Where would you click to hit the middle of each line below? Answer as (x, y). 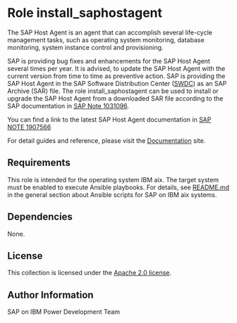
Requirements (39, 163)
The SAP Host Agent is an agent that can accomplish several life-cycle (110, 32)
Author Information (50, 294)
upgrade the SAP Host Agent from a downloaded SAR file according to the (115, 98)
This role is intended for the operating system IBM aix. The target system (113, 179)
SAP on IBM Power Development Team (63, 312)
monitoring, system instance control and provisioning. (85, 47)
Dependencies (40, 217)
